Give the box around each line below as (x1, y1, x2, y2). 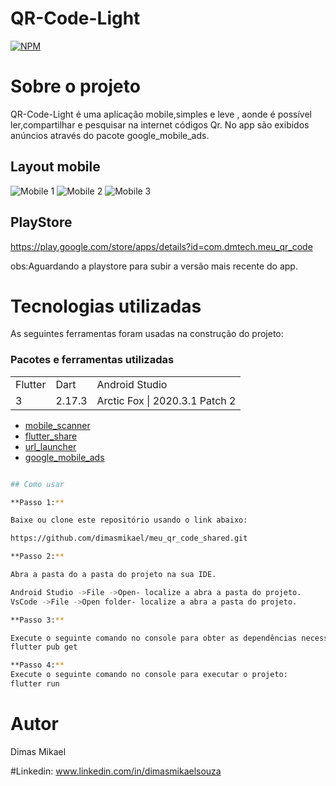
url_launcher (24, 440, 77, 452)
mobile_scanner (24, 419, 91, 431)
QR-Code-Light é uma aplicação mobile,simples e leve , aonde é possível (10, 108, 312, 120)
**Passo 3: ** (10, 615, 65, 625)
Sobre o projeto (10, 75, 141, 98)
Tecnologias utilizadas (10, 295, 202, 317)
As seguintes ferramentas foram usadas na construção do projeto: (10, 328, 284, 340)
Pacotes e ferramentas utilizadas (10, 353, 175, 367)
